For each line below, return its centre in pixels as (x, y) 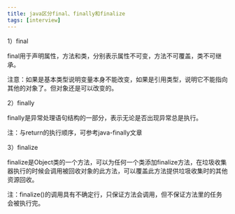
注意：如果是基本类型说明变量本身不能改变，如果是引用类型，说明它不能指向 (117, 79)
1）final (18, 41)
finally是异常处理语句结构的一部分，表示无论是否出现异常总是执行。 (105, 117)
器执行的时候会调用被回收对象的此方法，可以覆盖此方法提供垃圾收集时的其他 (117, 171)
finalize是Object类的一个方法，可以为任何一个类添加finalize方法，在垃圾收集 (117, 162)
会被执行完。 (26, 203)
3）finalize (23, 147)
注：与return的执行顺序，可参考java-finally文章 (75, 132)
